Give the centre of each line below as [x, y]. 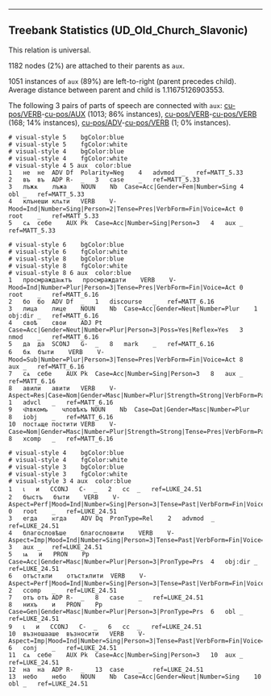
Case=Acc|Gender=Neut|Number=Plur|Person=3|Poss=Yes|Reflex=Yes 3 [126, 330]
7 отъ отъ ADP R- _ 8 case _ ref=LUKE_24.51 [106, 598]
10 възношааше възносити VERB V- [77, 634]
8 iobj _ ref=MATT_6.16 [61, 417]
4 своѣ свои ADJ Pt [56, 323]
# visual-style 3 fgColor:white [68, 474]
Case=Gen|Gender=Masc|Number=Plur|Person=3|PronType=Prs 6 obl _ [126, 611]
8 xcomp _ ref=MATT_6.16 [61, 439]
